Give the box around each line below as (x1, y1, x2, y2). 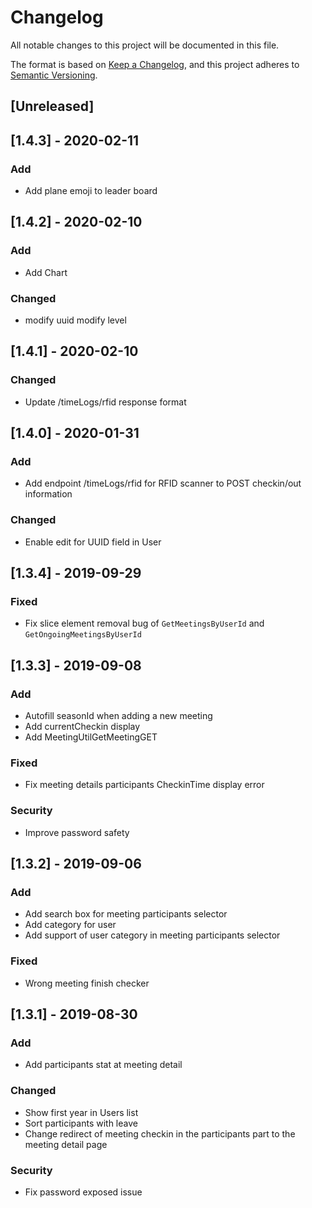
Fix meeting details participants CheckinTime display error (24, 779, 265, 791)
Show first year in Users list (24, 1106, 139, 1118)
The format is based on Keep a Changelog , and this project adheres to (10, 58, 300, 70)
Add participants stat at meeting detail (24, 1059, 183, 1071)
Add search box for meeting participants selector (24, 908, 228, 920)
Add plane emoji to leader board (24, 185, 158, 197)
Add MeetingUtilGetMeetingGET (24, 731, 158, 743)
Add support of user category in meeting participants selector (24, 929, 281, 941)
